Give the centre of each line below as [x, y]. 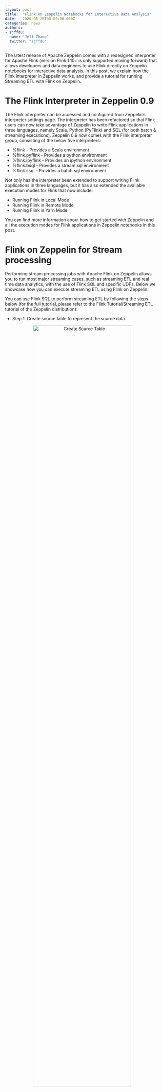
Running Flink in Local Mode [40, 200]
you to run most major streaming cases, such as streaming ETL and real [77, 279]
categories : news [23, 23]
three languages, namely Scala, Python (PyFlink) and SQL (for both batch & [81, 130]
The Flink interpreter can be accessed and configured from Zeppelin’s [75, 114]
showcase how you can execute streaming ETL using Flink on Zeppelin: [77, 289]
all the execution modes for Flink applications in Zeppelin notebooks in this [80, 225]
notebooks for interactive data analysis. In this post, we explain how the [77, 71]
